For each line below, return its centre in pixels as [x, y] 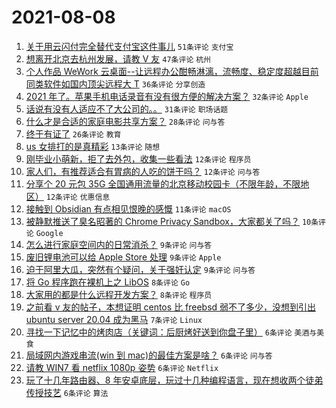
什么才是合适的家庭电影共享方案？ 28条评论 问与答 [125, 121]
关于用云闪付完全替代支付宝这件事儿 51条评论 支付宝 [129, 46]
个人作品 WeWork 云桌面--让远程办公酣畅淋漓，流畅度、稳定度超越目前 [172, 71]
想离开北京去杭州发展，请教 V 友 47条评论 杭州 [118, 58]
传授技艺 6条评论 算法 [67, 392]
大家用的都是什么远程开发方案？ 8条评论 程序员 [119, 294]
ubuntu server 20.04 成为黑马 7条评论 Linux [114, 319]
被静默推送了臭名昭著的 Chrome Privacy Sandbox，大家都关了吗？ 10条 [172, 221]
